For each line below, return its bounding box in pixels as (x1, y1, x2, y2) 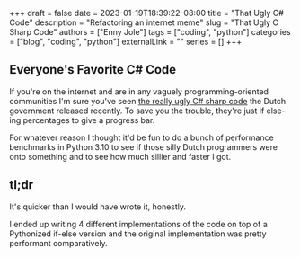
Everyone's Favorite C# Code (9, 62, 177, 77)
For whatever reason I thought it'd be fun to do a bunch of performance (9, 132, 274, 143)
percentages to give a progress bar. (22, 114, 155, 125)
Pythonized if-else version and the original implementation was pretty (9, 228, 267, 239)
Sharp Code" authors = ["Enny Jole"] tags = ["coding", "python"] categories (9, 27, 291, 37)
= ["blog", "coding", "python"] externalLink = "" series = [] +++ (9, 36, 243, 47)
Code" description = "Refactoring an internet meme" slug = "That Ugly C (9, 17, 278, 28)
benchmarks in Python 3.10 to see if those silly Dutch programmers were (9, 141, 278, 152)
